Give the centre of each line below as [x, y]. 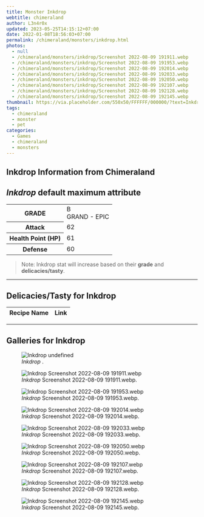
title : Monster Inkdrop [36, 12]
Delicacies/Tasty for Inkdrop [61, 296]
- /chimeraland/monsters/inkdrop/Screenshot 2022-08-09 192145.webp [100, 97]
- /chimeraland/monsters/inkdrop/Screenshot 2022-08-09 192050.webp [100, 80]
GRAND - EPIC [88, 216]
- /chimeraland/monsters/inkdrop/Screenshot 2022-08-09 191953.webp [100, 63]
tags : [13, 108]
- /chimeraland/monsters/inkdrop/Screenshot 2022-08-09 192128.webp [100, 91]
